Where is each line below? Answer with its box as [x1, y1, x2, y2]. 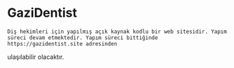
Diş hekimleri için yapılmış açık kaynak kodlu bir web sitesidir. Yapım [7, 28, 228, 35]
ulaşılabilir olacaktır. [7, 53, 64, 61]
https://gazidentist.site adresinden [7, 40, 118, 47]
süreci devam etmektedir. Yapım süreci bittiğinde [7, 34, 158, 41]
